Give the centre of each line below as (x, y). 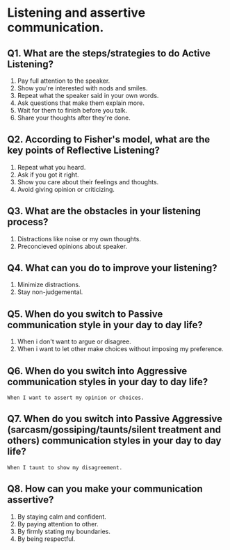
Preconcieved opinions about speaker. (72, 246)
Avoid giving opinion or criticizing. (66, 189)
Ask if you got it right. (48, 175)
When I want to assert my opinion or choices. (76, 398)
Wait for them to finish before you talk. (72, 110)
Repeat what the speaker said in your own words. (88, 96)
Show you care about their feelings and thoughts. (88, 181)
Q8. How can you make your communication (105, 489)
